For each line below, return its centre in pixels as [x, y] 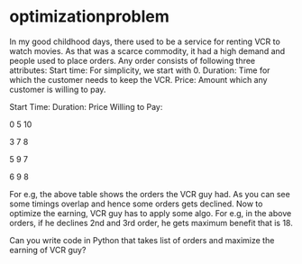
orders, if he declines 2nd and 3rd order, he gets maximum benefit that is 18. [151, 223]
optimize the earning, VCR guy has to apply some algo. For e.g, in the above [151, 213]
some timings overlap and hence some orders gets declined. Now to [136, 204]
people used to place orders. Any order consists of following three [133, 60]
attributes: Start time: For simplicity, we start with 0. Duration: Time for [140, 70]
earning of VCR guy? [48, 250]
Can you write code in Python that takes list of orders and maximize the [142, 240]
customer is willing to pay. [58, 89]
